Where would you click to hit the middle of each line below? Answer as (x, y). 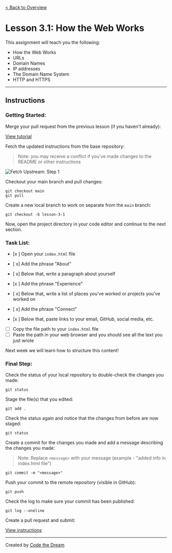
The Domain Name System (41, 74)
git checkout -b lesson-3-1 (35, 214)
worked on (24, 299)
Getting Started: (26, 115)
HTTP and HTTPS (31, 80)
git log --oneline (25, 511)
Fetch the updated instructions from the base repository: (65, 146)
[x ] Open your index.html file (44, 254)
